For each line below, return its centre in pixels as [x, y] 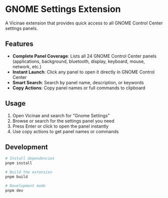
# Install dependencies [30, 159]
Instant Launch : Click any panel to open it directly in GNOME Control [83, 72]
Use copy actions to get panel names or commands [65, 131]
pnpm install [19, 163]
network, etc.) [27, 66]
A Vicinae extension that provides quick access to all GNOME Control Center [84, 23]
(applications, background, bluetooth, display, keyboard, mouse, [78, 61]
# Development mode [25, 186]
